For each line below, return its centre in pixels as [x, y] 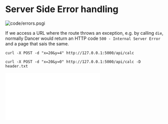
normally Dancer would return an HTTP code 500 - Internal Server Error [83, 38]
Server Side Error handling [62, 9]
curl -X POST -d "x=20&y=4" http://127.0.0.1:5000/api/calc [70, 53]
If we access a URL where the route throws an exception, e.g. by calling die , [85, 33]
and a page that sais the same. [37, 43]
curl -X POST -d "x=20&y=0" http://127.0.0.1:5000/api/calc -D [73, 61]
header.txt [17, 66]
